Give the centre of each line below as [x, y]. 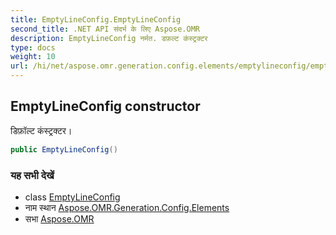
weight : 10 [33, 57]
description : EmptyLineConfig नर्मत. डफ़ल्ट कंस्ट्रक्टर [109, 38]
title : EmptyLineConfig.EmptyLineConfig [96, 19]
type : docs [33, 47]
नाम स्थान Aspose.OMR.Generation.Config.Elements [127, 207]
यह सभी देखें [32, 175]
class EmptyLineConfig [72, 197]
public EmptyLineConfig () [64, 149]
